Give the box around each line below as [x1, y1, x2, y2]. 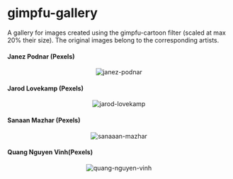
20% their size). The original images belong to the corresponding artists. [7, 35, 220, 44]
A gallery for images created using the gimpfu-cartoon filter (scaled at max [7, 28, 227, 37]
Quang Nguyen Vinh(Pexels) [7, 148, 93, 156]
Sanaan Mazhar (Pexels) [7, 115, 81, 125]
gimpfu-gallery [7, 5, 98, 21]
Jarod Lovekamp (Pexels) [7, 83, 84, 93]
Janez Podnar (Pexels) [7, 52, 76, 61]
